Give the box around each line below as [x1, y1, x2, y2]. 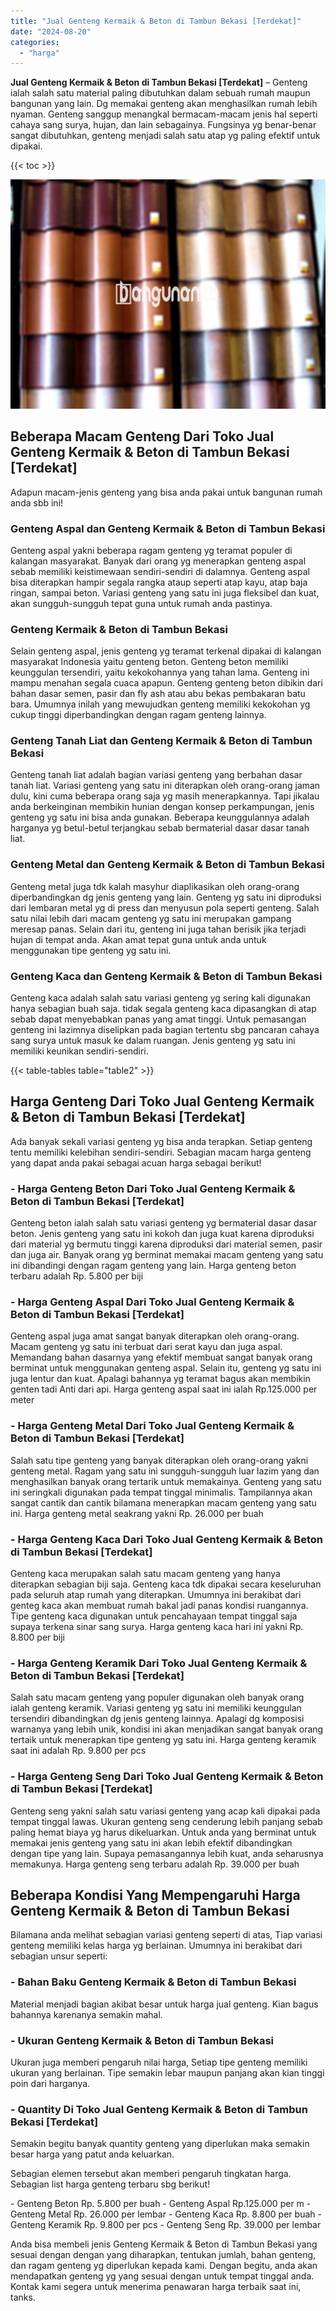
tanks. [10, 2291, 36, 2304]
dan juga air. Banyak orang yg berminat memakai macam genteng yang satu [10, 1249, 324, 1261]
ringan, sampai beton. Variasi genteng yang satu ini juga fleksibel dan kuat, [10, 586, 320, 599]
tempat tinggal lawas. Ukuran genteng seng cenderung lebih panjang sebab [10, 1815, 323, 1827]
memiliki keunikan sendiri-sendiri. [10, 1045, 149, 1057]
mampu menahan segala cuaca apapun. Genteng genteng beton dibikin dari [10, 677, 323, 689]
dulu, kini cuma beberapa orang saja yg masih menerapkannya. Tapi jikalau [10, 790, 320, 802]
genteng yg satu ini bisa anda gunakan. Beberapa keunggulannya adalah [10, 811, 310, 824]
